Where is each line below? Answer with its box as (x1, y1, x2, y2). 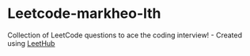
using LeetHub (7, 38, 55, 47)
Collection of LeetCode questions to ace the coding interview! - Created (7, 30, 243, 40)
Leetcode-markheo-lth (7, 5, 161, 23)
